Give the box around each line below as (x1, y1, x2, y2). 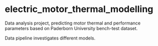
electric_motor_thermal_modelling (5, 3, 153, 15)
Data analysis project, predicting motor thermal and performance (5, 20, 141, 26)
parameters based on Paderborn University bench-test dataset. (5, 25, 138, 31)
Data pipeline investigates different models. (5, 35, 96, 41)
